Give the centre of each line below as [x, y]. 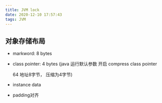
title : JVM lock [22, 10]
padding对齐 [26, 95]
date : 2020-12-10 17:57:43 [34, 15]
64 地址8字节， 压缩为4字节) [43, 75]
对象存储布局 [25, 41]
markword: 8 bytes [32, 54]
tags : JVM [16, 19]
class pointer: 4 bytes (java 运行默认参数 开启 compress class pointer [85, 64]
